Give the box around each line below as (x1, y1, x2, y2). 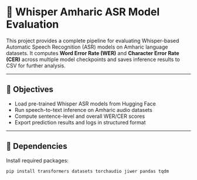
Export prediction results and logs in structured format (14, 118, 146, 125)
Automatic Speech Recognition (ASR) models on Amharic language (6, 43, 168, 50)
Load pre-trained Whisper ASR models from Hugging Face (14, 100, 157, 107)
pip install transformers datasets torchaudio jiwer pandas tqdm (6, 168, 169, 174)
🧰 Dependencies (6, 141, 67, 151)
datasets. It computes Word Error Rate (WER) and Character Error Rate (6, 49, 179, 56)
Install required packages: (6, 157, 69, 164)
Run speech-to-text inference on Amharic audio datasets (14, 106, 152, 113)
